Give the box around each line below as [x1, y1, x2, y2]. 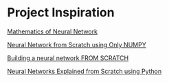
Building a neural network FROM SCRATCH [7, 53, 129, 62]
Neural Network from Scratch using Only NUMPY [7, 40, 146, 49]
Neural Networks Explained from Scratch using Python [7, 67, 162, 75]
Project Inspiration [7, 5, 115, 20]
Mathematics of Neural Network [7, 27, 98, 36]
